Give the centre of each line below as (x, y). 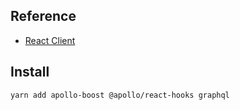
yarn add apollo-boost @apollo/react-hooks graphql (120, 95)
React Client (50, 40)
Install (30, 72)
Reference (43, 16)
